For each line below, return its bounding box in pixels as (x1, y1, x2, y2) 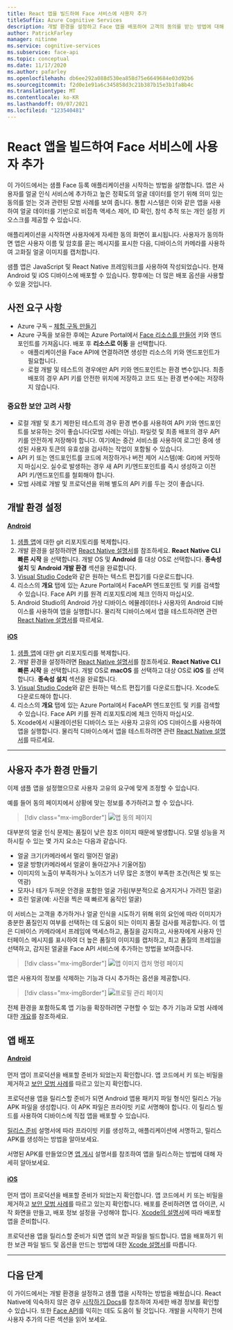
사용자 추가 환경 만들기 (7, 764, 98, 776)
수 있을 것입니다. (7, 279, 52, 288)
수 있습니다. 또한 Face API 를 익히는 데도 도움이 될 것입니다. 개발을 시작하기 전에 (7, 1306, 223, 1315)
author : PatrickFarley (7, 29, 73, 37)
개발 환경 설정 (7, 501, 62, 514)
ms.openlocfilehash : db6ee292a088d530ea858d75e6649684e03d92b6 (7, 74, 194, 82)
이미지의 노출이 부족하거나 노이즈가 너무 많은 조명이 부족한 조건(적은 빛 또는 (17, 869, 222, 877)
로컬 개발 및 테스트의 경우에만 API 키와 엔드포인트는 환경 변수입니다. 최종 (27, 365, 224, 374)
